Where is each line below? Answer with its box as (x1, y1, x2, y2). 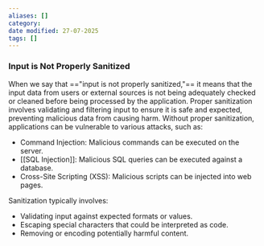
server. (19, 146, 44, 155)
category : (8, 19, 42, 27)
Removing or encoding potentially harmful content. (19, 228, 189, 238)
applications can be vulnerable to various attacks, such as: (8, 121, 204, 131)
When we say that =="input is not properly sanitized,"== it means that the (8, 79, 253, 88)
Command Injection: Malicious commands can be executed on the (19, 137, 240, 147)
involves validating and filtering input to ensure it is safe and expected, (8, 105, 243, 114)
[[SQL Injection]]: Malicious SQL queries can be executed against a (19, 154, 243, 164)
